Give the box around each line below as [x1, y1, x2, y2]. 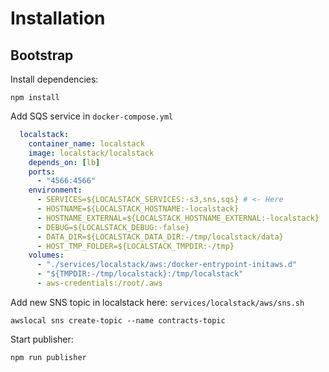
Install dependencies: [10, 73, 99, 85]
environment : [28, 185, 83, 196]
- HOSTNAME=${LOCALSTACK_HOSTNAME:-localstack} [36, 204, 240, 214]
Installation [10, 7, 106, 30]
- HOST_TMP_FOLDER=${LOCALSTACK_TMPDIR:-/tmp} [36, 241, 235, 251]
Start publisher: [10, 333, 74, 345]
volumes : [28, 250, 65, 261]
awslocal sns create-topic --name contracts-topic [10, 315, 226, 326]
